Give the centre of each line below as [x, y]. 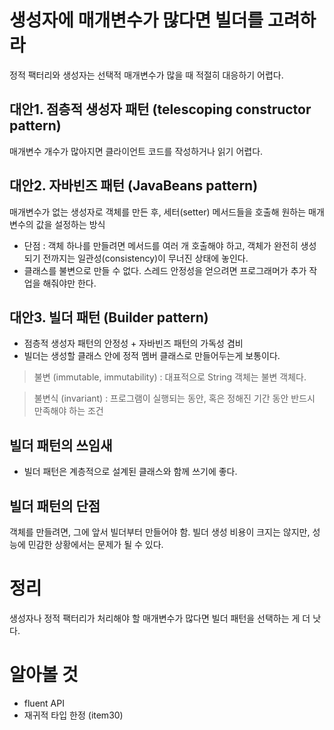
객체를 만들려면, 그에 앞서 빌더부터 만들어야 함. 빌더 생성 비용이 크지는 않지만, [160, 532]
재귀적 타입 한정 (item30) [73, 715]
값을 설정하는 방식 [70, 224]
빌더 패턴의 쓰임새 [61, 445]
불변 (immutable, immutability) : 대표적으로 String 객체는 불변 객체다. [170, 377]
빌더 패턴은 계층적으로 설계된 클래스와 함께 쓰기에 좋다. [130, 472]
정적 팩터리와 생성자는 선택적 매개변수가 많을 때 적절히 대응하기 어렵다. [146, 75]
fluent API [44, 703]
